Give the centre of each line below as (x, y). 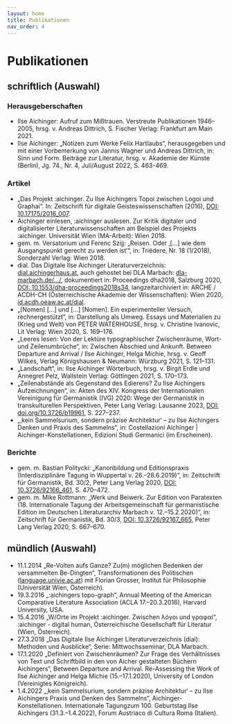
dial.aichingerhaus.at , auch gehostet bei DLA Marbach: (96, 272)
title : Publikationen (38, 20)
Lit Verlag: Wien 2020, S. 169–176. (65, 331)
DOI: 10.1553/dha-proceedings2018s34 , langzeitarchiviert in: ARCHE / (116, 287)
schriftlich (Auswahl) (54, 86)
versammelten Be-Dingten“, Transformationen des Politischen (105, 573)
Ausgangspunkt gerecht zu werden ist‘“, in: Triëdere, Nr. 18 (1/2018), (114, 250)
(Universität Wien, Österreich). (61, 587)
